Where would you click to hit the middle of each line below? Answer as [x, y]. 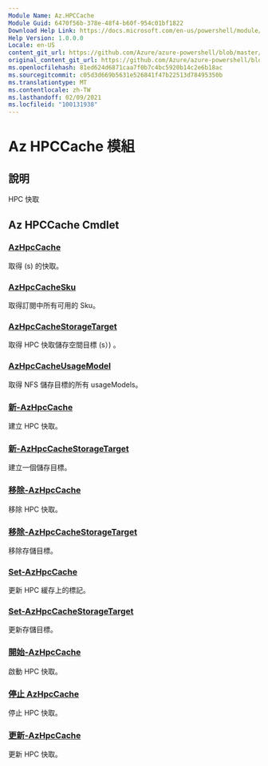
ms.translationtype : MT [48, 82]
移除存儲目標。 [33, 551]
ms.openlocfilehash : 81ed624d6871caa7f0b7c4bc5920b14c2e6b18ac [116, 68]
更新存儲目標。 [33, 630]
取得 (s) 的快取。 [36, 266]
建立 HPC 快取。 [35, 426]
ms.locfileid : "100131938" [53, 105]
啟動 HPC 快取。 [35, 671]
